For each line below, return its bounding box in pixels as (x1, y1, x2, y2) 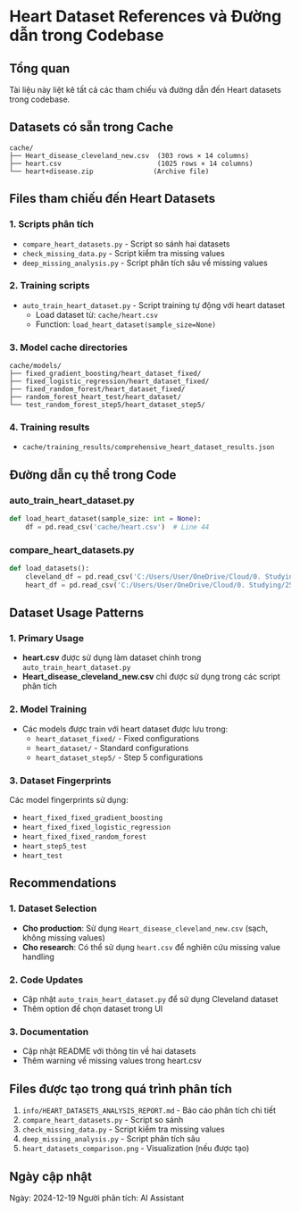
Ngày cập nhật (9, 1168, 92, 1184)
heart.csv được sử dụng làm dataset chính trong (21, 652, 202, 663)
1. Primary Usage (9, 632, 85, 645)
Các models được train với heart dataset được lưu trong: (21, 723, 229, 734)
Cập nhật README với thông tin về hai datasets (21, 1046, 196, 1057)
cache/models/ (9, 362, 62, 371)
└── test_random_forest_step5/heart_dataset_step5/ (9, 400, 205, 410)
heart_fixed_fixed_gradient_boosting (21, 814, 163, 823)
